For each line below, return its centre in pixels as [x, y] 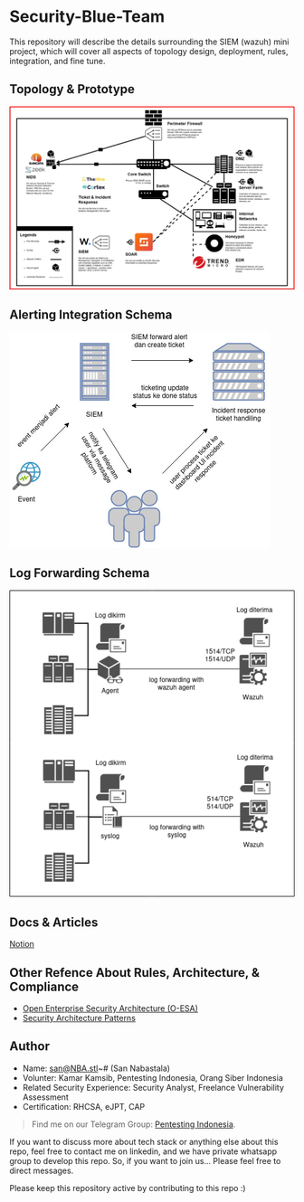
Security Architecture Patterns [79, 1018]
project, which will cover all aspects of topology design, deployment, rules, [149, 51]
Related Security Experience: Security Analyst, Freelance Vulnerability [153, 1087]
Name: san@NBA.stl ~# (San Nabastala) [96, 1068]
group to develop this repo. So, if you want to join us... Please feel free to [145, 1160]
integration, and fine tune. [57, 61]
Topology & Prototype [72, 89]
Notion [22, 944]
